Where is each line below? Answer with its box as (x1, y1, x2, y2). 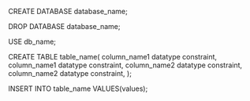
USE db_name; (8, 37, 57, 46)
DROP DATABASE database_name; (8, 22, 121, 31)
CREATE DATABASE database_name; (8, 7, 128, 16)
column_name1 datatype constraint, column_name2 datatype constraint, (8, 60, 243, 70)
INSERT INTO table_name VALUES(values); (8, 84, 148, 93)
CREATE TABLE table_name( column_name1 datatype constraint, (8, 52, 218, 61)
